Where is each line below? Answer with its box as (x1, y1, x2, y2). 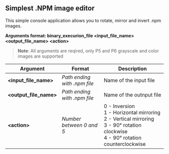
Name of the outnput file (104, 91, 161, 98)
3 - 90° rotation (104, 121, 142, 128)
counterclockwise (104, 140, 146, 147)
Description (118, 65, 147, 72)
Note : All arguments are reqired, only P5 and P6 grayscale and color (17, 47, 159, 54)
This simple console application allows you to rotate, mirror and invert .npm (5, 17, 161, 23)
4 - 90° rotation (104, 134, 142, 141)
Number (62, 115, 81, 122)
